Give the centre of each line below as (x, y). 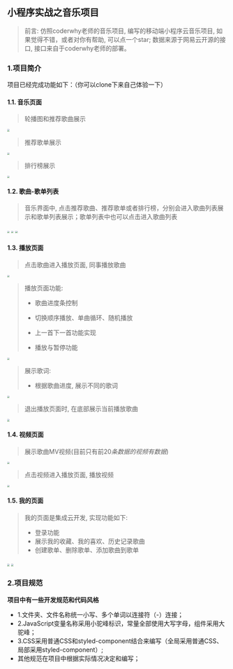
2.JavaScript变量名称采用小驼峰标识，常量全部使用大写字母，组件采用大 (121, 623)
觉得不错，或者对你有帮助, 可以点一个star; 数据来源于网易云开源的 (125, 39)
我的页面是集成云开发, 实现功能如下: (76, 517)
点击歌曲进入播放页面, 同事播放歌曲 (75, 265)
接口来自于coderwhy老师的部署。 (82, 48)
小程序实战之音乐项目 (53, 13)
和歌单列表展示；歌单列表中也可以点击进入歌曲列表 (104, 217)
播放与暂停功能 (56, 347)
